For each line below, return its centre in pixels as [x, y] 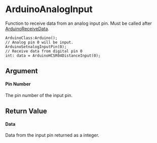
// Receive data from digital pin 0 [44, 51]
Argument [22, 71]
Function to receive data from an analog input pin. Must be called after [78, 23]
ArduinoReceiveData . [27, 28]
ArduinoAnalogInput [49, 9]
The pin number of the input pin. [39, 95]
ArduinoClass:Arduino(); [31, 38]
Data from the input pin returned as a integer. [52, 135]
